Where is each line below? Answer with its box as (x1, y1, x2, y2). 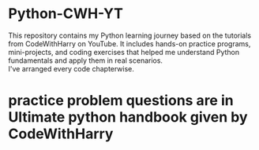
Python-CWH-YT (8, 5, 124, 23)
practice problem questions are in (8, 92, 235, 110)
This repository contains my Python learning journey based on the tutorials (8, 31, 251, 40)
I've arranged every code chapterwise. (8, 64, 134, 73)
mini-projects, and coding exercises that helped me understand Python (8, 47, 240, 57)
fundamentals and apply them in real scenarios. (8, 56, 163, 65)
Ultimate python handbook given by (8, 108, 248, 126)
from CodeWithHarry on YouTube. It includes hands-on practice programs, (8, 38, 251, 48)
